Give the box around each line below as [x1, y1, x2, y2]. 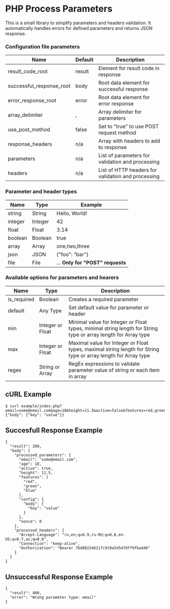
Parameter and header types [5, 188, 77, 195]
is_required [8, 295, 34, 302]
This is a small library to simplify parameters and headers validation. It [5, 20, 151, 26]
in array [68, 373, 87, 380]
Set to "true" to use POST [98, 123, 159, 130]
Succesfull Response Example [5, 426, 103, 435]
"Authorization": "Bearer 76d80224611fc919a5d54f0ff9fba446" [18, 546, 151, 551]
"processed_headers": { [14, 528, 65, 533]
